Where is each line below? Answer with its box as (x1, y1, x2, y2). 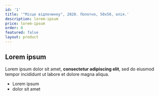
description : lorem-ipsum (5, 16, 58, 21)
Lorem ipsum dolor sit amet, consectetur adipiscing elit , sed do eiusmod (5, 66, 155, 72)
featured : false (5, 30, 39, 35)
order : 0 (5, 26, 23, 31)
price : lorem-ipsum (5, 21, 45, 26)
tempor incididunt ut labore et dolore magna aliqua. (5, 71, 110, 77)
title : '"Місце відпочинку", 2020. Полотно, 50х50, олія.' (5, 12, 129, 17)
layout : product (5, 35, 39, 40)
